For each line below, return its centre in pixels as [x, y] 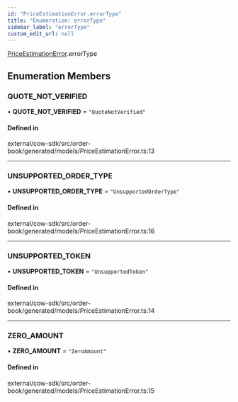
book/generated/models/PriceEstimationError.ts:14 [81, 311]
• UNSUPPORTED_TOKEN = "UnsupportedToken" [78, 271]
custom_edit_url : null [41, 34]
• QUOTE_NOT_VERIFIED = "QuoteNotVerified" [77, 111]
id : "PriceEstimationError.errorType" [64, 14]
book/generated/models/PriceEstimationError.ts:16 [81, 231]
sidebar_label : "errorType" [49, 27]
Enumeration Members [59, 76]
